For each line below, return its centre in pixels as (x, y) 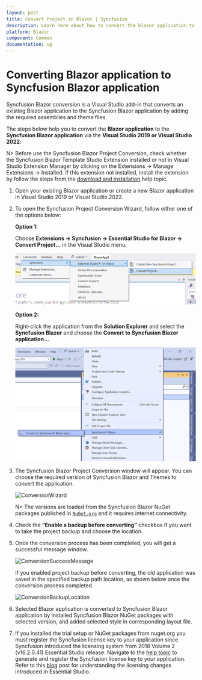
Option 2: (27, 315)
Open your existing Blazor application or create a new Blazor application (104, 190)
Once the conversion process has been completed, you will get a (95, 543)
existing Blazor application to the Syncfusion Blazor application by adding (97, 111)
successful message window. (51, 549)
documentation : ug (29, 45)
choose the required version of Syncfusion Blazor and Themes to (96, 477)
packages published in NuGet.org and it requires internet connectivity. (101, 513)
